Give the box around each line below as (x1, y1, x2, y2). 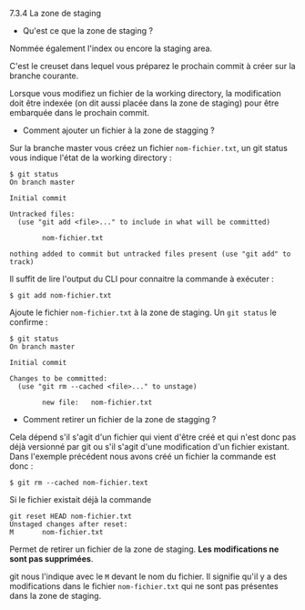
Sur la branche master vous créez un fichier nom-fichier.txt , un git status (9, 143, 289, 153)
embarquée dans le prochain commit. (9, 107, 150, 117)
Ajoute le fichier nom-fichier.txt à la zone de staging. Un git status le (9, 307, 278, 318)
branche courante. (9, 70, 79, 81)
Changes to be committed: (9, 374, 107, 383)
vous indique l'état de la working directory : (9, 152, 172, 163)
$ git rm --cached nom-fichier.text (9, 478, 148, 487)
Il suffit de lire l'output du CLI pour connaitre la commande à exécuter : (9, 273, 275, 284)
